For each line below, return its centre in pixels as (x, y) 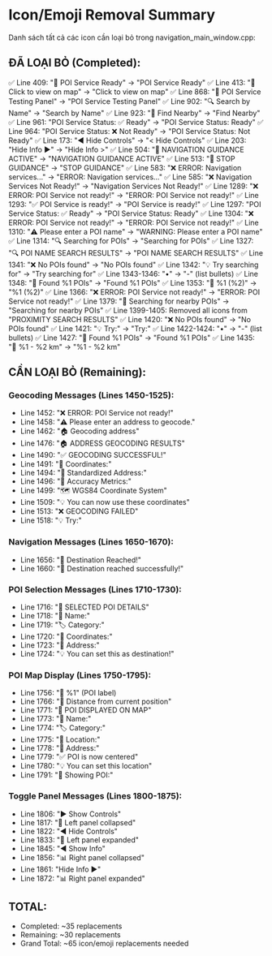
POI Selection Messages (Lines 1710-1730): (95, 589)
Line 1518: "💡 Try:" (51, 520)
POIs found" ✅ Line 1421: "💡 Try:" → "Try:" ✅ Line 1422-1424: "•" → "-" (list (135, 328)
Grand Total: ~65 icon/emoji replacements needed (104, 944)
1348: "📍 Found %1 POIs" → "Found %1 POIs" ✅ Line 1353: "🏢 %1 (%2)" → (133, 282)
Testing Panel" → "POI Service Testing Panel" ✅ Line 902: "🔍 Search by (129, 101)
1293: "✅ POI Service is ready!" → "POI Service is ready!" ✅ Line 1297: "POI (135, 204)
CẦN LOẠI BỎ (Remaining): (77, 372)
